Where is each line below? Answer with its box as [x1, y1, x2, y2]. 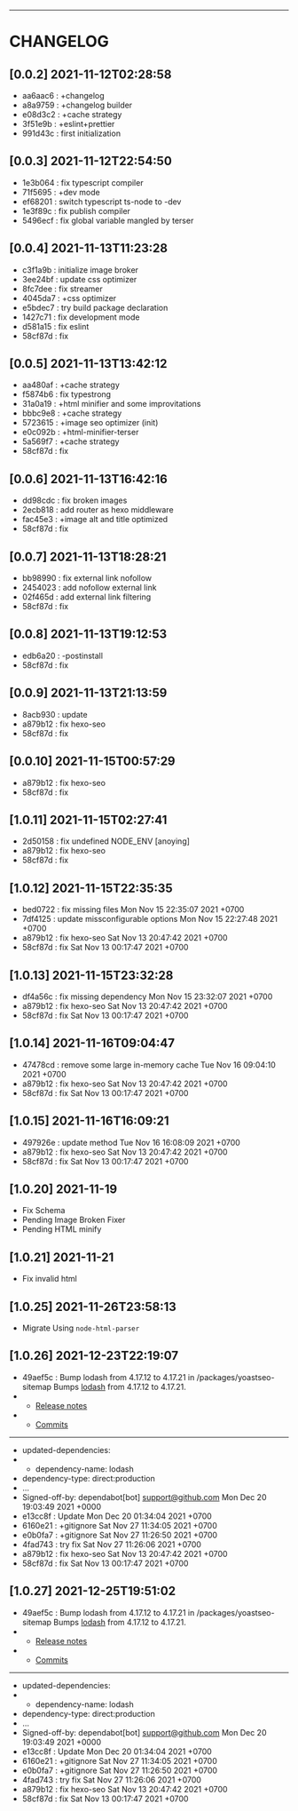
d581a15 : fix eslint [21, 321, 90, 331]
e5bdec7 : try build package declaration [21, 302, 169, 313]
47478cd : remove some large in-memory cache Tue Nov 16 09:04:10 [21, 1059, 277, 1070]
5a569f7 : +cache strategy [21, 436, 120, 447]
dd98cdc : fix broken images [21, 495, 128, 506]
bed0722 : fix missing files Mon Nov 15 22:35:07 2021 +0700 [21, 904, 245, 915]
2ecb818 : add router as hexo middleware [21, 504, 175, 515]
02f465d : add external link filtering [21, 592, 152, 602]
